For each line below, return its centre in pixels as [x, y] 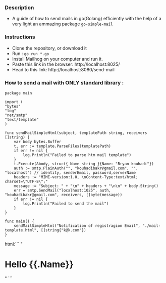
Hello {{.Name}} [39, 265]
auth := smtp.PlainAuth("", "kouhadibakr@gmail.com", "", [76, 168]
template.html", [22, 230]
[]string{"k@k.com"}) [63, 230]
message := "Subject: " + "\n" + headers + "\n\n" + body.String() [86, 186]
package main [18, 93]
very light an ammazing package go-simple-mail [62, 24]
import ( [14, 102]
